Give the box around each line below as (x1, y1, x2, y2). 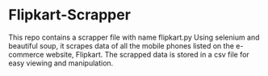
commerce (8, 49, 44, 59)
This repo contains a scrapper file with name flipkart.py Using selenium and (8, 32, 260, 42)
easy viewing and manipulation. (8, 58, 114, 68)
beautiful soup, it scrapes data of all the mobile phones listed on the (8, 40, 234, 50)
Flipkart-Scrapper (8, 6, 132, 24)
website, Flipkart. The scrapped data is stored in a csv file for (45, 49, 250, 59)
